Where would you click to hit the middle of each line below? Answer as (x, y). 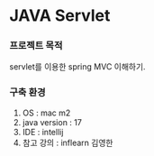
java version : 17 (52, 122)
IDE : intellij (43, 132)
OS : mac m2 (46, 113)
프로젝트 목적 (36, 46)
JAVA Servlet (60, 16)
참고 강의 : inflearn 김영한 (68, 142)
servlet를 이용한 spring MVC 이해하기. (77, 67)
